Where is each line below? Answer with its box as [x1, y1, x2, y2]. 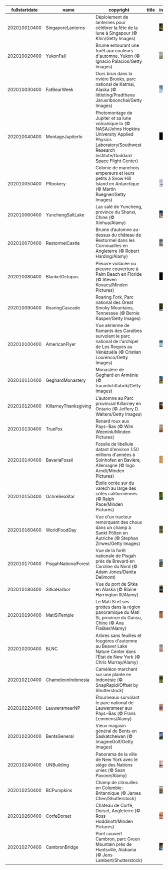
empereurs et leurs [95, 170, 135, 176]
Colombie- [101, 785, 125, 791]
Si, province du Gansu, [95, 615, 142, 621]
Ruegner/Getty [95, 191, 126, 197]
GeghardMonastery [45, 377, 86, 383]
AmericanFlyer [45, 341, 76, 347]
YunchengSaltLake [45, 211, 85, 217]
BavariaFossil [45, 457, 73, 463]
